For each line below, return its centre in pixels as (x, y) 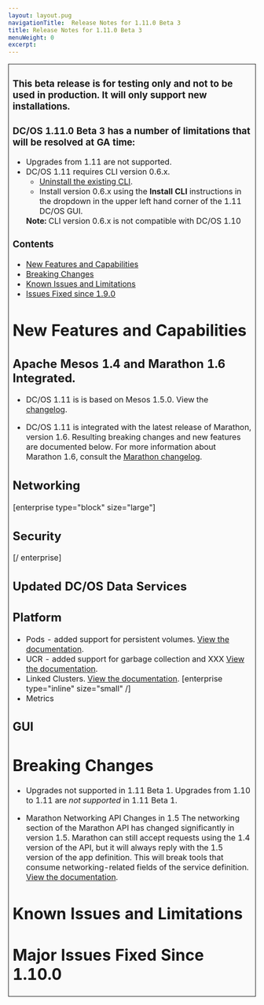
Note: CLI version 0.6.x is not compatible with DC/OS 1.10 (134, 221)
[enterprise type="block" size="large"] (84, 507)
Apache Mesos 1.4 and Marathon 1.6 (119, 363)
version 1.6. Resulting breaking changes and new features (134, 437)
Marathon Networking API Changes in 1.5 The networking (133, 818)
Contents (33, 244)
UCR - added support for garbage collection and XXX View (136, 658)
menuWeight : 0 (31, 37)
